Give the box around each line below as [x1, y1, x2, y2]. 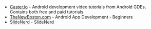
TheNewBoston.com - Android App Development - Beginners [9, 14, 133, 19]
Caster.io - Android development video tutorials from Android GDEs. [9, 4, 146, 10]
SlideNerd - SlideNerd [9, 19, 54, 25]
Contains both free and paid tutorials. [9, 9, 85, 15]
